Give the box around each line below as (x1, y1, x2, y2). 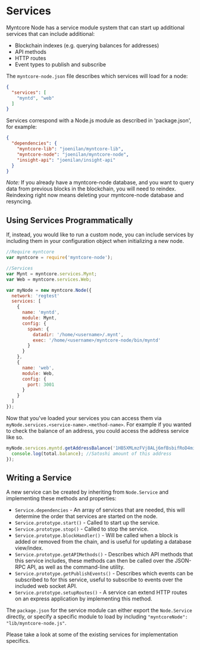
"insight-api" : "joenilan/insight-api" (17, 157, 116, 163)
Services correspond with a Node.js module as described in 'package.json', (6, 117, 192, 124)
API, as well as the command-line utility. (26, 563, 125, 571)
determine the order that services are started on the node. (14, 513, 158, 520)
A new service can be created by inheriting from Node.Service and (6, 488, 168, 496)
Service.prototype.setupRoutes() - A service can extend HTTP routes (14, 589, 187, 596)
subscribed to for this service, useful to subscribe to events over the (14, 576, 183, 583)
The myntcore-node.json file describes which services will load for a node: (6, 72, 188, 79)
